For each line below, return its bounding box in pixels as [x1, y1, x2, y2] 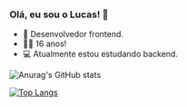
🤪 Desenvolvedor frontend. [22, 29, 124, 40]
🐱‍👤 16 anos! [22, 38, 67, 49]
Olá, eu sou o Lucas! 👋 [9, 8, 109, 21]
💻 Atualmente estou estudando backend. [22, 49, 179, 60]
